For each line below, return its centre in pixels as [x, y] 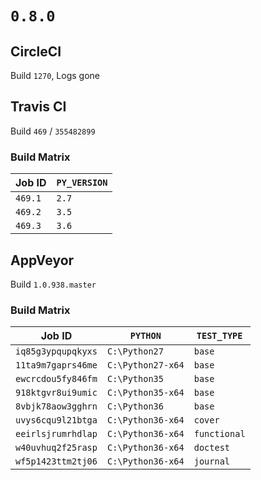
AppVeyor [42, 260]
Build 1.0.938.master [53, 284]
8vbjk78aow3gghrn [56, 406]
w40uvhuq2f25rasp [56, 448]
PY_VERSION [82, 183]
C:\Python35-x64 [145, 393]
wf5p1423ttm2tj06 [56, 461]
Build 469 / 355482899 [53, 131]
